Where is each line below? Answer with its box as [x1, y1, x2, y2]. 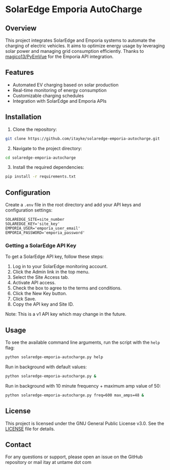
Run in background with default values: [5, 364, 87, 370]
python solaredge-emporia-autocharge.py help [5, 355, 103, 360]
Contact [5, 440, 31, 449]
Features [5, 68, 34, 77]
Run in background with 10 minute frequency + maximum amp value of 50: [5, 383, 161, 389]
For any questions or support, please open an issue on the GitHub [5, 454, 143, 460]
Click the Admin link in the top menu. [12, 269, 90, 275]
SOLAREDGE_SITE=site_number [5, 217, 65, 222]
